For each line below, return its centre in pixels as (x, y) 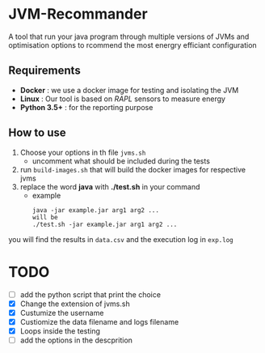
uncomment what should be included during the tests (121, 161)
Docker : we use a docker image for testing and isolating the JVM (129, 90)
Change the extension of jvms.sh (75, 304)
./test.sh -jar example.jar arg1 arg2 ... (105, 224)
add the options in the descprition (76, 340)
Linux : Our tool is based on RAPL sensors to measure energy (123, 99)
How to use (37, 133)
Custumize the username (62, 313)
